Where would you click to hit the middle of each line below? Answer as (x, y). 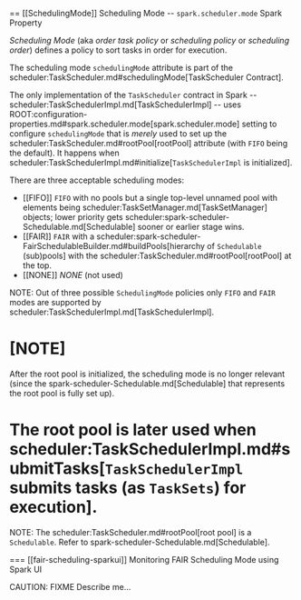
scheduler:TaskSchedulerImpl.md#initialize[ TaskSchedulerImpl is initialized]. (151, 162)
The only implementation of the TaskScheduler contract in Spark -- (133, 95)
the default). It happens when (64, 153)
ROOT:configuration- (49, 114)
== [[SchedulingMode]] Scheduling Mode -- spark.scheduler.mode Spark (146, 13)
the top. (37, 265)
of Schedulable (234, 246)
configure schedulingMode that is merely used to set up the (118, 134)
